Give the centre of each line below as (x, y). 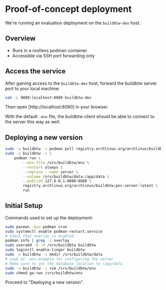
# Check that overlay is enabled (40, 236)
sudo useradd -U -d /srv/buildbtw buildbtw (51, 245)
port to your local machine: (33, 88)
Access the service (35, 71)
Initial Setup (24, 206)
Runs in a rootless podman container (50, 50)
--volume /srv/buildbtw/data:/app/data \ (66, 176)
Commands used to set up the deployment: (49, 218)
